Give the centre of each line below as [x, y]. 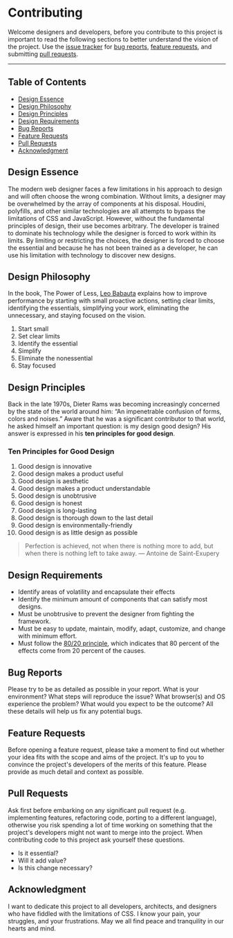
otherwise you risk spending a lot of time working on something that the [110, 824]
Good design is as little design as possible [77, 533]
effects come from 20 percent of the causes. [82, 651]
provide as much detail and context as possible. [76, 772]
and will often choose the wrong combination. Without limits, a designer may [117, 196]
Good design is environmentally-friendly [75, 525]
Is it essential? [38, 853]
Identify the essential [48, 343]
